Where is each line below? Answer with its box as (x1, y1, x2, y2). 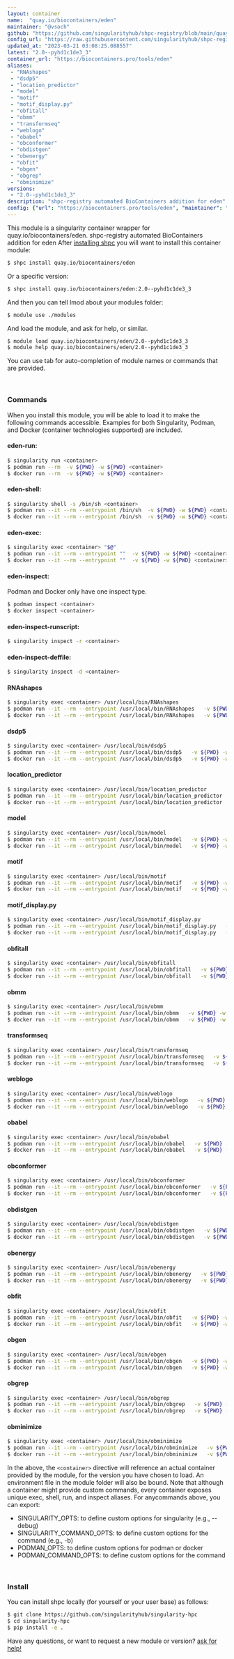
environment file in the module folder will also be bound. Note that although (7, 1479, 224, 1487)
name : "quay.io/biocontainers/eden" (7, 17, 117, 24)
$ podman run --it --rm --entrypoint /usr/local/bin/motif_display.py (7, 923, 217, 930)
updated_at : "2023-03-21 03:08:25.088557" (7, 43, 132, 49)
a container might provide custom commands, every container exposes (7, 1486, 212, 1495)
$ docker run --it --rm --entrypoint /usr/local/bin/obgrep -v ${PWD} (7, 1407, 223, 1414)
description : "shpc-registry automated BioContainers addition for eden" (7, 198, 226, 206)
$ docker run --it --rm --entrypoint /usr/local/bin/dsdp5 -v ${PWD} (7, 755, 219, 762)
